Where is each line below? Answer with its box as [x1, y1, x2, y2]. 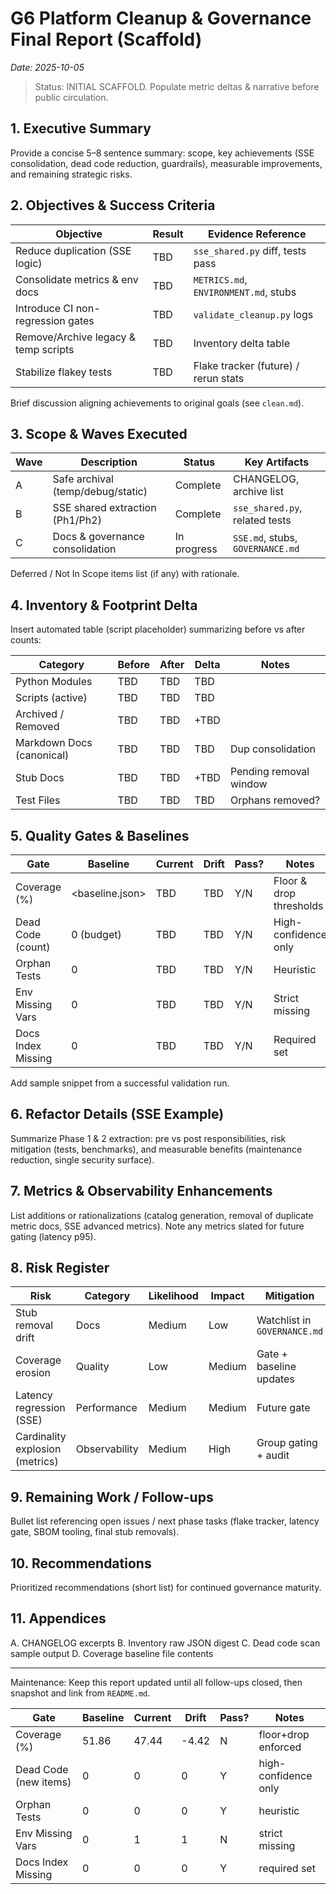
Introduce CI [15, 301, 74, 315]
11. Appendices [10, 1610, 107, 1627]
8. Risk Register [10, 1260, 110, 1277]
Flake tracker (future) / [193, 358, 300, 372]
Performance [75, 1401, 138, 1415]
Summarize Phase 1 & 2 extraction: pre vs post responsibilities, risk [10, 1132, 287, 1144]
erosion [15, 1366, 52, 1380]
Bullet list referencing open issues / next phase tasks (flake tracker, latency [10, 1515, 320, 1527]
